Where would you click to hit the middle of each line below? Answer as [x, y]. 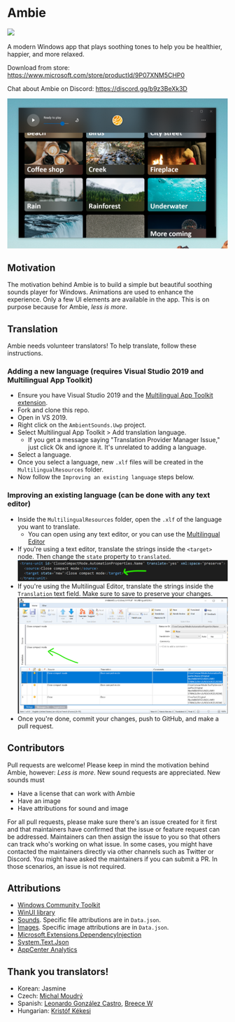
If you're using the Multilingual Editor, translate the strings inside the [115, 586]
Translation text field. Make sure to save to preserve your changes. [115, 593]
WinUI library [36, 913]
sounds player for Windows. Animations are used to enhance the [100, 292]
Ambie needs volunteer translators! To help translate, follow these [102, 346]
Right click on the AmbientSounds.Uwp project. [82, 425]
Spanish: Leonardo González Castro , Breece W [85, 1003]
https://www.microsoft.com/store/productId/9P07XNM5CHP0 [96, 75]
